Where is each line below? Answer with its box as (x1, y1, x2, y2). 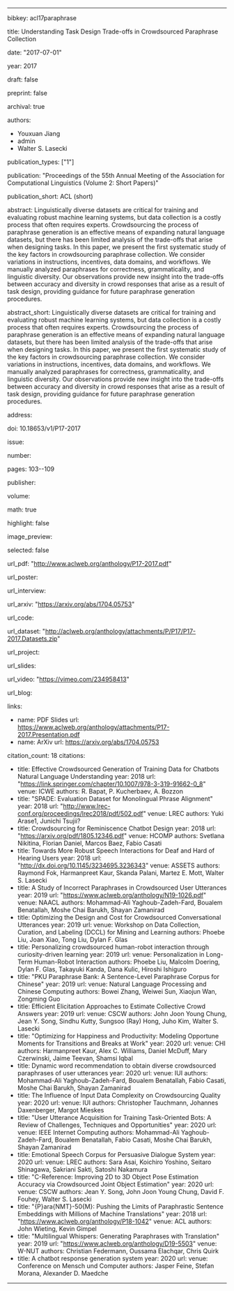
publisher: (7, 479, 36, 486)
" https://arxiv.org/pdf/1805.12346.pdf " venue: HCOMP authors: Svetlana (17, 832, 225, 839)
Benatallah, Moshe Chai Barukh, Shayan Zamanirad (17, 906, 165, 914)
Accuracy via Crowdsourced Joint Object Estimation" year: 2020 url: (17, 1180, 214, 1188)
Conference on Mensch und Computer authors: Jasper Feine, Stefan (17, 1262, 214, 1270)
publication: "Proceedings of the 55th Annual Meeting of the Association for (7, 172, 225, 179)
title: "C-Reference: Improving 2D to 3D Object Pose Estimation (17, 1173, 199, 1181)
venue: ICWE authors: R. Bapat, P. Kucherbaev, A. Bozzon (17, 787, 183, 796)
